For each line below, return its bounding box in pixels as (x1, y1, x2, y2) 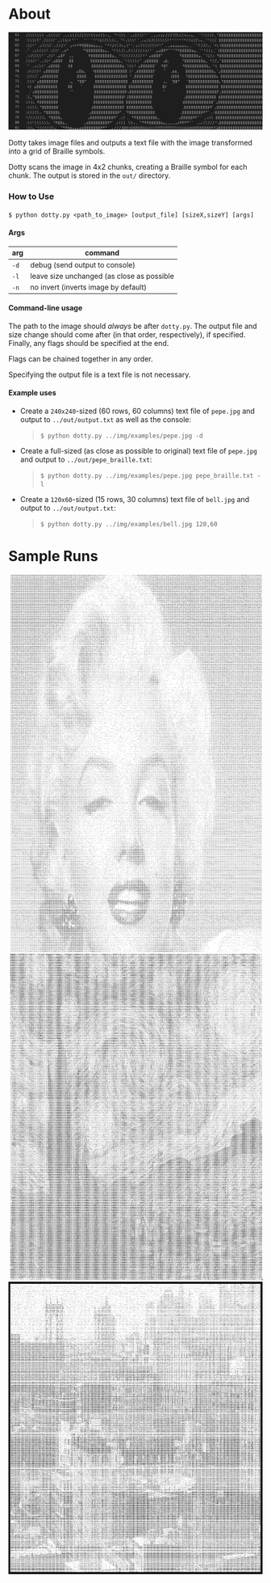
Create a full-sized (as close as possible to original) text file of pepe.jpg (19, 446, 258, 456)
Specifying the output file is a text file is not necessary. (8, 369, 191, 379)
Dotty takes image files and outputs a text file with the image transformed (8, 138, 252, 148)
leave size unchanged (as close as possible (30, 271, 175, 281)
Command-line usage (8, 303, 83, 313)
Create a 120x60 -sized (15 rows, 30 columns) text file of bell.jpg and (19, 495, 250, 504)
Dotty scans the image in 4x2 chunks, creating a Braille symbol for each (8, 163, 248, 172)
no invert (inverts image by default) (30, 282, 148, 292)
